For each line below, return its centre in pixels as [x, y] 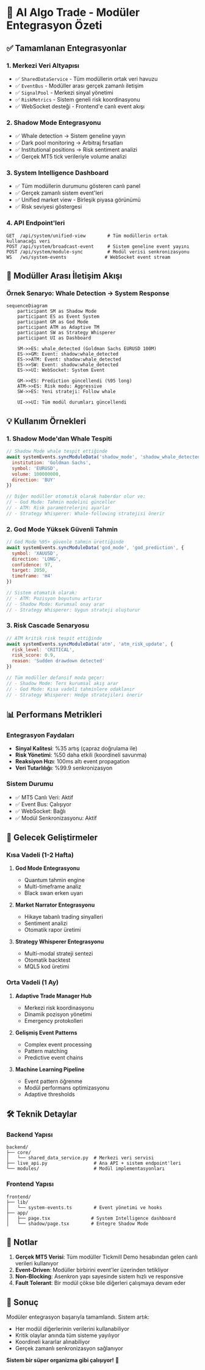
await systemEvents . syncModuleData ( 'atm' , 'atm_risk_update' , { [90, 644]
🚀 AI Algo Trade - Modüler [73, 13]
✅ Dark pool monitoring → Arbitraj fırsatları [69, 143]
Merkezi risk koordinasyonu [59, 1008]
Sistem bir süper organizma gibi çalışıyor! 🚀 [63, 1360]
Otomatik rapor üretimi [52, 930]
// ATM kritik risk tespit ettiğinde [54, 638]
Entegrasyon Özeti [54, 25]
